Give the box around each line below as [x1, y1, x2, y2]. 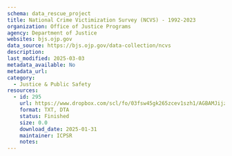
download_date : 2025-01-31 [19, 126, 97, 133]
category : [7, 74, 36, 81]
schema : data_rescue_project [7, 10, 91, 17]
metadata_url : [7, 68, 48, 75]
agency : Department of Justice [7, 29, 97, 37]
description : [7, 49, 45, 56]
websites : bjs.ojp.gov [7, 36, 72, 43]
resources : [7, 87, 39, 94]
